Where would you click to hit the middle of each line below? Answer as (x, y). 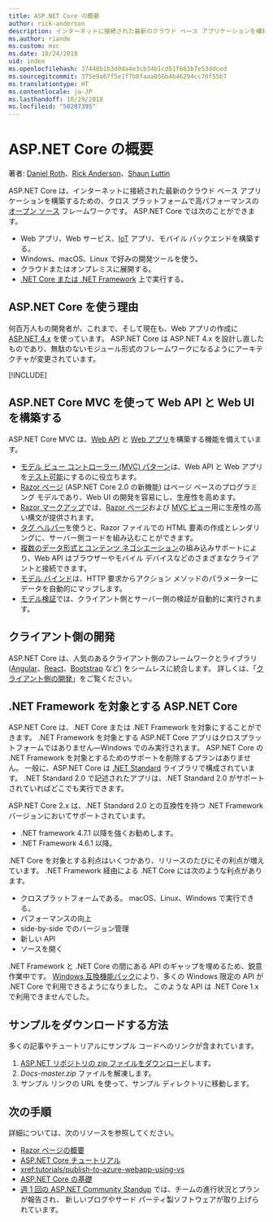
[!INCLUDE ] (28, 375)
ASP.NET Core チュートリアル (70, 1160)
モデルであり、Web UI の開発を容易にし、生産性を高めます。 (138, 497)
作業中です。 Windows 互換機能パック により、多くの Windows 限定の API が (136, 976)
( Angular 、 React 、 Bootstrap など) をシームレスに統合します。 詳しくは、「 (133, 668)
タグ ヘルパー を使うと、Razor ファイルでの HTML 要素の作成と (126, 527)
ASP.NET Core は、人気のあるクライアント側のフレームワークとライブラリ (133, 658)
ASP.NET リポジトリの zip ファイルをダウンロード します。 (118, 1063)
